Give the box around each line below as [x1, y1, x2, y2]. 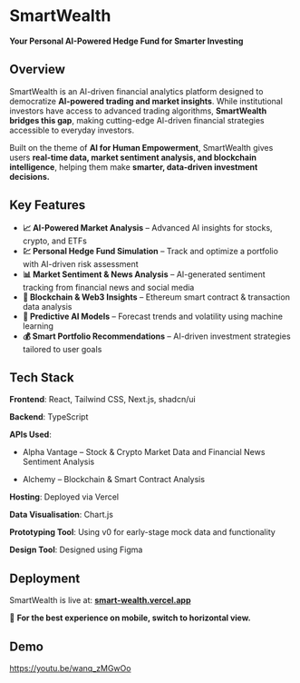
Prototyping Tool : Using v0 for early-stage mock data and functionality [9, 527, 276, 538]
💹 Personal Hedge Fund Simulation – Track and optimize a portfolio [22, 245, 279, 256]
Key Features [9, 197, 86, 213]
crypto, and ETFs [22, 235, 88, 246]
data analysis [22, 301, 73, 312]
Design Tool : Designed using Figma [9, 544, 143, 555]
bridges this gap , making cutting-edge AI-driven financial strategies [9, 114, 265, 125]
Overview [9, 62, 66, 77]
